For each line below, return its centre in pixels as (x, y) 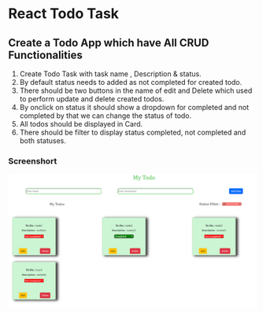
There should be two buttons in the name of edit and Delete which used (136, 90)
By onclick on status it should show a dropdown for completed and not (134, 107)
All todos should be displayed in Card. (81, 124)
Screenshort (33, 160)
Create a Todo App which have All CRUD (109, 43)
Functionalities (45, 55)
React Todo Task (64, 14)
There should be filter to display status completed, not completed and (133, 132)
